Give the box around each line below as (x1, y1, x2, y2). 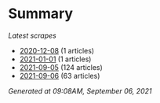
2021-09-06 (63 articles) (19, 71, 100, 80)
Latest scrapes (8, 31, 56, 40)
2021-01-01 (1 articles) (19, 54, 92, 64)
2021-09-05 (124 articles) (19, 62, 104, 72)
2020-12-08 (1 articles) (19, 46, 95, 55)
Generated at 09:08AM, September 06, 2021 (8, 86, 152, 95)
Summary (8, 5, 73, 23)
